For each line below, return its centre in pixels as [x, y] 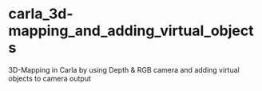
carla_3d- [41, 14]
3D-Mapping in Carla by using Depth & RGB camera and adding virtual [124, 69]
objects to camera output [50, 78]
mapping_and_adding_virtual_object [131, 31]
